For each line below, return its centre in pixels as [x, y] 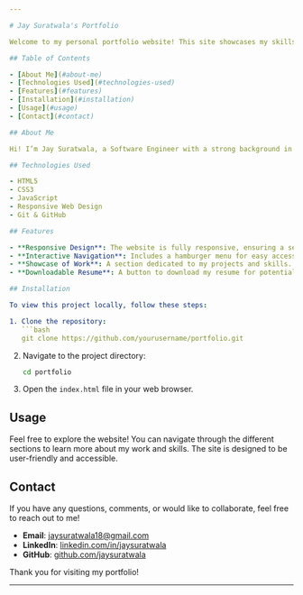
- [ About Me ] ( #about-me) [56, 74]
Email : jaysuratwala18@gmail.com [86, 535]
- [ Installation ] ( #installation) [72, 100]
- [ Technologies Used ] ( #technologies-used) [92, 83]
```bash [36, 330]
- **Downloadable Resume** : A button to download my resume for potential [153, 273]
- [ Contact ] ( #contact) [52, 116]
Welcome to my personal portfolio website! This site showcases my [139, 41]
